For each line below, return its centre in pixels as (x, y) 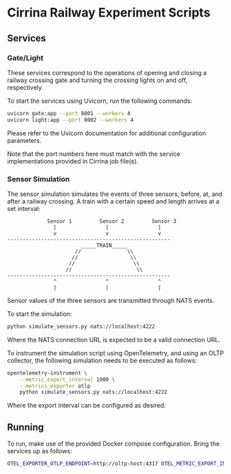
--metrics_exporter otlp (55, 386)
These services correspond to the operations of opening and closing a (107, 72)
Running (26, 427)
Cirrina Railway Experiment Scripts (109, 13)
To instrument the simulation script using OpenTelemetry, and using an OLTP (115, 353)
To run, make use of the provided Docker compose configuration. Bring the (113, 444)
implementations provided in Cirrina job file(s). (73, 161)
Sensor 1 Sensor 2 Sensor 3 (112, 221)
